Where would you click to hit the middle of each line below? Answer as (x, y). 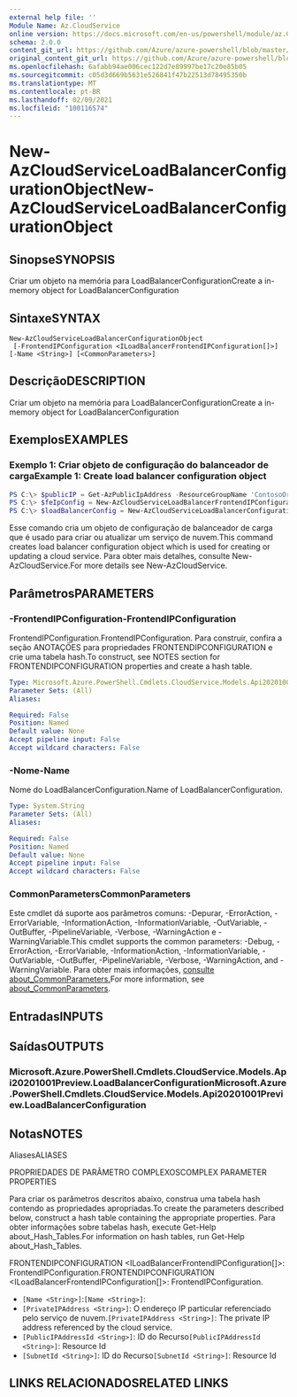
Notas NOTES (46, 1133)
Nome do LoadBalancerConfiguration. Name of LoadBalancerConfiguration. (146, 790)
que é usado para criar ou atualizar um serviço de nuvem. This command (141, 538)
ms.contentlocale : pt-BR (55, 91)
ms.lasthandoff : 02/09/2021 (61, 100)
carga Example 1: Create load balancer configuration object (138, 477)
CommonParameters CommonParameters (100, 894)
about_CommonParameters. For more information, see (107, 979)
